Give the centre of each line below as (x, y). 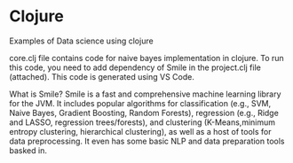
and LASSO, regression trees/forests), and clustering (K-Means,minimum (143, 122)
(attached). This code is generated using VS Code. (102, 76)
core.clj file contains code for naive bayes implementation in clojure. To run (146, 58)
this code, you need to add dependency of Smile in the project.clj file (135, 67)
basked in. (28, 150)
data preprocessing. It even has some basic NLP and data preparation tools (147, 141)
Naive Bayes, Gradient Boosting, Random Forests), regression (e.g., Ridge (144, 113)
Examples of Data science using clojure (81, 41)
